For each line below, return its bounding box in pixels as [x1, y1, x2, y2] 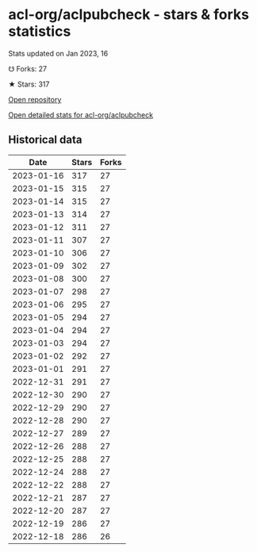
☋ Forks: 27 [8, 63, 48, 73]
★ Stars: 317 [8, 79, 50, 89]
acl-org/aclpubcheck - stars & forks [8, 6, 250, 24]
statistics [8, 22, 71, 40]
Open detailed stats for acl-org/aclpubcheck [8, 109, 153, 120]
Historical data [8, 133, 82, 147]
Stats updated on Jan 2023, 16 [8, 48, 109, 58]
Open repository [8, 94, 62, 104]
